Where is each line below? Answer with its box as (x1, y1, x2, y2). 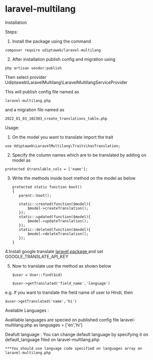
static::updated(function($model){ (18, 214, 91, 219)
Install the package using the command (12, 38, 91, 44)
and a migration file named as (5, 107, 65, 112)
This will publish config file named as (5, 89, 79, 94)
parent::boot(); (18, 193, 52, 198)
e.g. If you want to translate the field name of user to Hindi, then (5, 289, 133, 295)
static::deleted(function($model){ (18, 227, 91, 232)
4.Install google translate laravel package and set (5, 248, 103, 254)
